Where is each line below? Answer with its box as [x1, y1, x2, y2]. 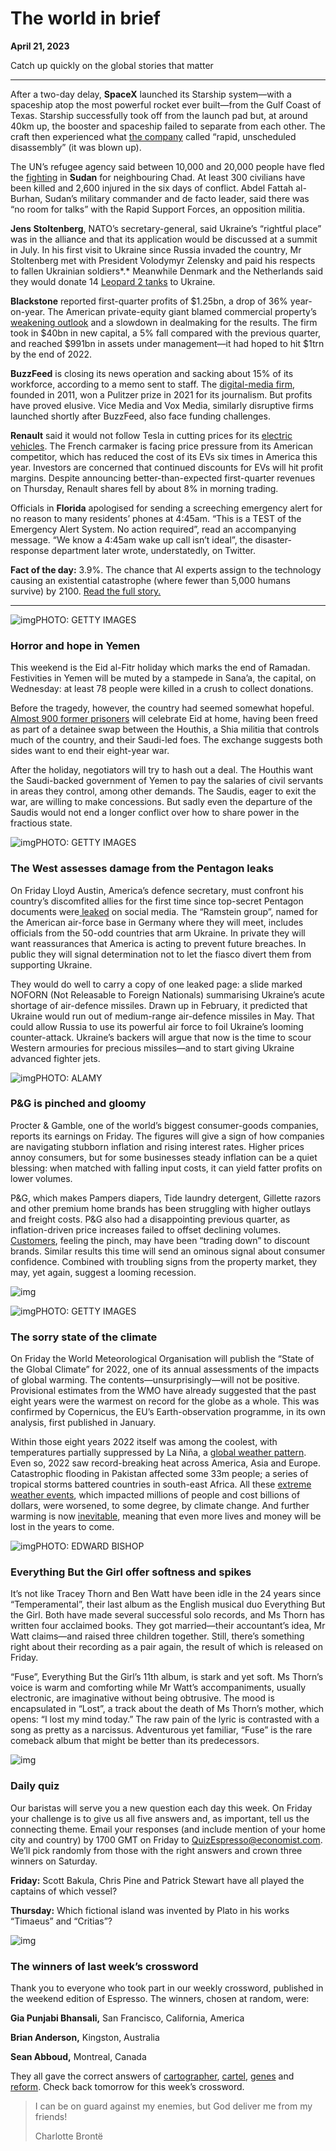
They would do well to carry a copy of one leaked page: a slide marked [10, 978, 303, 990]
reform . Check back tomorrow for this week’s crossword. [10, 2081, 245, 2093]
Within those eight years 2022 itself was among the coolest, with [10, 1436, 278, 1448]
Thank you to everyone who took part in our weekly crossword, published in [10, 1982, 324, 1994]
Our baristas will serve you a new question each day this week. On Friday [10, 1802, 313, 1814]
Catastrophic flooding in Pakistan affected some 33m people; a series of [10, 1468, 309, 1480]
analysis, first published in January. [10, 1417, 157, 1429]
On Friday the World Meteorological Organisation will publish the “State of [10, 1353, 315, 1365]
